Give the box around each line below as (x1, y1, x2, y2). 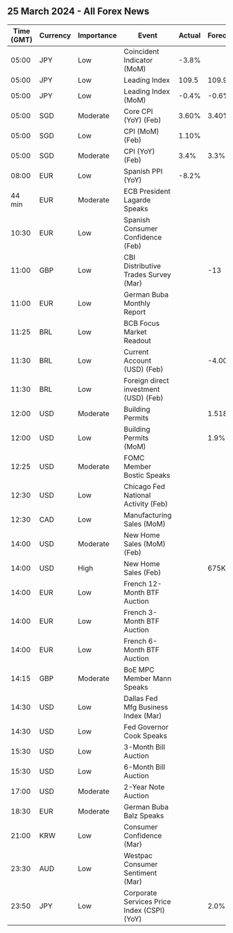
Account (123, 356, 151, 365)
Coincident (123, 47, 159, 56)
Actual (178, 31, 201, 40)
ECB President (123, 186, 171, 196)
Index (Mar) (123, 711, 162, 720)
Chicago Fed (123, 481, 165, 491)
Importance (77, 31, 117, 40)
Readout (123, 336, 151, 345)
